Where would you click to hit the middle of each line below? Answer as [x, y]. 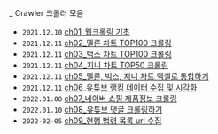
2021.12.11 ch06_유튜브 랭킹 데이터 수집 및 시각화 [109, 87]
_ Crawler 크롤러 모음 [47, 13]
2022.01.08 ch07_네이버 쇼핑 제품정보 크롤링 [99, 99]
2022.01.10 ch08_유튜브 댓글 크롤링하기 [92, 110]
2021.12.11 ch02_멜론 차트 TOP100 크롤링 [97, 43]
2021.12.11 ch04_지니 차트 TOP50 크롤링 [95, 65]
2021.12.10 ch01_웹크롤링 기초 [76, 32]
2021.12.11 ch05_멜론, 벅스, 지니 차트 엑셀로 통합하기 [116, 76]
